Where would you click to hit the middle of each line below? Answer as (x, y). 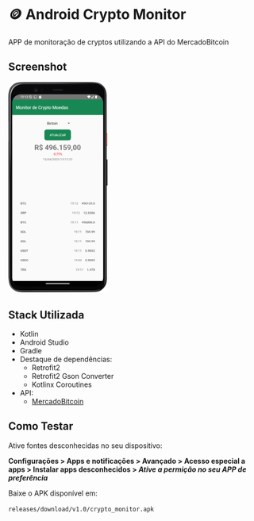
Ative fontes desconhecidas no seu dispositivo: (85, 446)
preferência (28, 477)
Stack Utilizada (46, 315)
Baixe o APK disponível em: (53, 493)
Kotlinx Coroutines (62, 384)
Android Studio (44, 342)
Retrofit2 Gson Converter (73, 376)
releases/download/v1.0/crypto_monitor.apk (81, 509)
